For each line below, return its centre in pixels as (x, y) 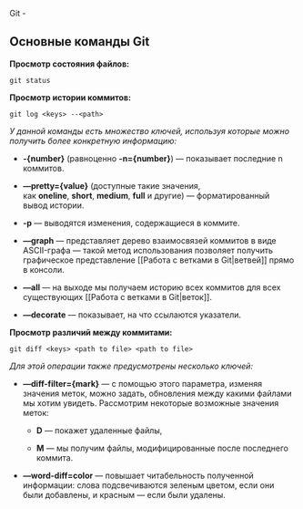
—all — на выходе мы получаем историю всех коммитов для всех (151, 287)
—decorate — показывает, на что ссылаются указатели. (132, 315)
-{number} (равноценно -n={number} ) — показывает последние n (153, 158)
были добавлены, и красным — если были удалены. (124, 494)
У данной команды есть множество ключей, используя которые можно (149, 130)
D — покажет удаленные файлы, (99, 430)
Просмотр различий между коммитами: (91, 332)
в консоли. (44, 269)
